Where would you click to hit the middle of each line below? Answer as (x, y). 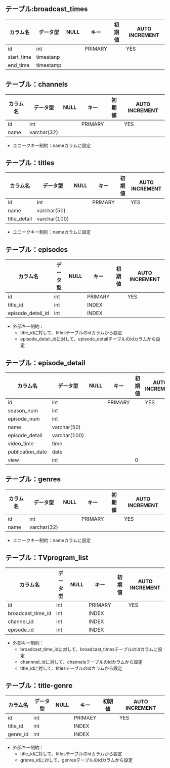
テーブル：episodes (37, 249)
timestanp (48, 57)
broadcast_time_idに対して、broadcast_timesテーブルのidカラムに (89, 649)
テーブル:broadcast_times (47, 9)
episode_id (21, 630)
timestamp (49, 65)
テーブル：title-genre (39, 686)
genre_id (18, 734)
